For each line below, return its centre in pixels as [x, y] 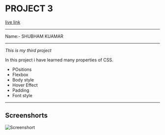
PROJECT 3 [29, 9]
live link [13, 22]
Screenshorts [27, 116]
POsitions [22, 69]
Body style [23, 80]
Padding [21, 90]
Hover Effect [25, 85]
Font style [22, 95]
